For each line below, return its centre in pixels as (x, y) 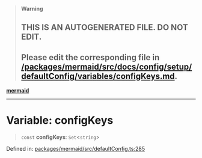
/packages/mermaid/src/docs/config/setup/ (106, 66)
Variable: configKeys (60, 120)
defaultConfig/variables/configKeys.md (98, 76)
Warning (32, 9)
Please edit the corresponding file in (90, 57)
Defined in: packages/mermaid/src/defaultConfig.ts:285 (76, 149)
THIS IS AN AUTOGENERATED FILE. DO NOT (104, 27)
